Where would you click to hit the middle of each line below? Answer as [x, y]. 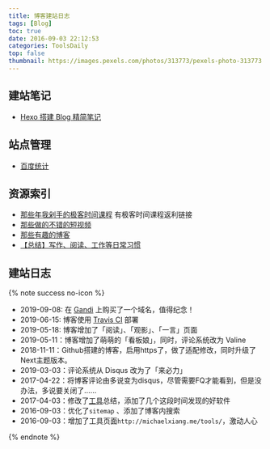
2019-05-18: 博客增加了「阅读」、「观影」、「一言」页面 [109, 330]
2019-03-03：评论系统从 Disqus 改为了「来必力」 [103, 371]
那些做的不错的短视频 [55, 225]
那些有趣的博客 [45, 235]
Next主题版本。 [46, 360]
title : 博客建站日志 [39, 16]
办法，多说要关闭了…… [58, 391]
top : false [27, 53]
